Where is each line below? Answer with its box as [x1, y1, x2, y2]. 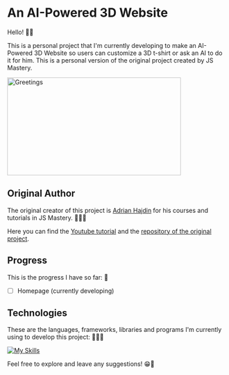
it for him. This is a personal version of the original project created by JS [7, 56, 214, 64]
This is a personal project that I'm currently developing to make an [7, 41, 196, 49]
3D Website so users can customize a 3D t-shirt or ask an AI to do [34, 49, 223, 57]
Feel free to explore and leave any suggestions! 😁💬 [7, 360, 155, 368]
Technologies [7, 308, 68, 319]
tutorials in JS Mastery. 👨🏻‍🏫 [7, 214, 87, 222]
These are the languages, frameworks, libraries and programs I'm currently [7, 326, 222, 334]
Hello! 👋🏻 [7, 28, 34, 36]
